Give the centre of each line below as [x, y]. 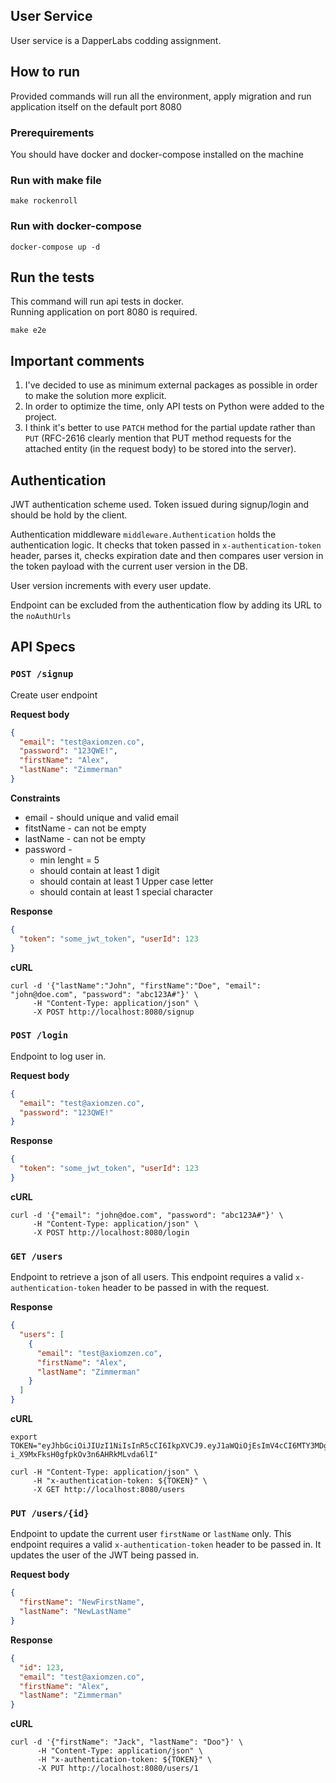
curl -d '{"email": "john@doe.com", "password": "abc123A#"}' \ [147, 1215]
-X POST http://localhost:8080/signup [113, 1012]
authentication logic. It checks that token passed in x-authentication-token [166, 545]
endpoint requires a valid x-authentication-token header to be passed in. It [166, 1545]
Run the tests [52, 277]
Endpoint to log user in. [58, 1056]
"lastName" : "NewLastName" [75, 1612]
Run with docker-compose [76, 226]
